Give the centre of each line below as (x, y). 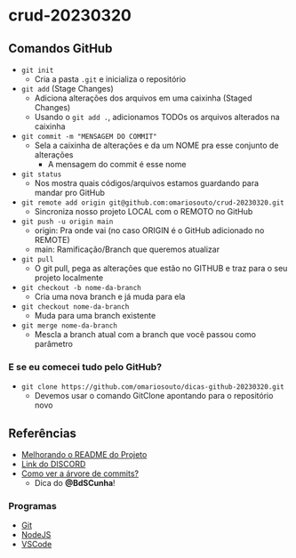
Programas (32, 506)
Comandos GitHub (60, 49)
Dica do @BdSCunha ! (75, 483)
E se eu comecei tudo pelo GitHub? (85, 367)
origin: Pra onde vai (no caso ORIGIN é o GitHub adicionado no (149, 230)
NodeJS (36, 535)
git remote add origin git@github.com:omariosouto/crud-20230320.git (153, 203)
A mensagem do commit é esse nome (117, 164)
